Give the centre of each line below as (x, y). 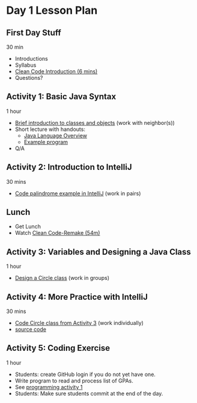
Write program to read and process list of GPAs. (74, 380)
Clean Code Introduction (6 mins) (56, 71)
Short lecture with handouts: (50, 129)
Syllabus (26, 65)
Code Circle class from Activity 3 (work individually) (79, 323)
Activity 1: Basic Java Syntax (61, 97)
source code (31, 329)
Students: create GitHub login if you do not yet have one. (85, 374)
